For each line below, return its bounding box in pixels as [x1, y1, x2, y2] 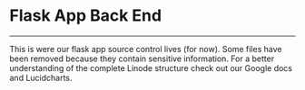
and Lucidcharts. [9, 72, 73, 83]
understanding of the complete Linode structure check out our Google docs [9, 62, 293, 73]
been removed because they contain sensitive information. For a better [9, 53, 275, 64]
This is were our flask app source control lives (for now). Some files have [9, 43, 282, 54]
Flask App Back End [9, 5, 162, 26]
